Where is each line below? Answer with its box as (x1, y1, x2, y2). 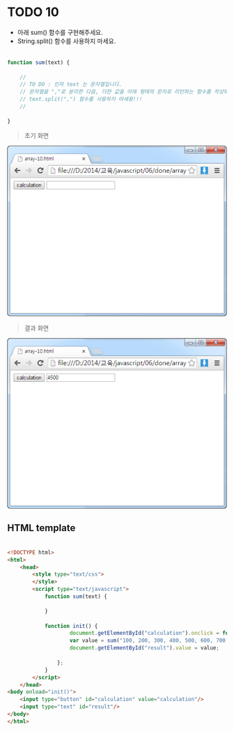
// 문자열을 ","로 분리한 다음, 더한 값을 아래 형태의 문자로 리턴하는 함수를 (19, 89, 211, 95)
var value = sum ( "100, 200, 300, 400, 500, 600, (69, 637, 214, 645)
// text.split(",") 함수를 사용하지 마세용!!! (19, 95, 143, 103)
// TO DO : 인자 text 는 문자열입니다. (19, 81, 123, 88)
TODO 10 (7, 4, 59, 20)
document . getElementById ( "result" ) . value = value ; (69, 645, 219, 652)
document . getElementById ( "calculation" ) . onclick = (69, 630, 219, 637)
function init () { (44, 622, 98, 629)
